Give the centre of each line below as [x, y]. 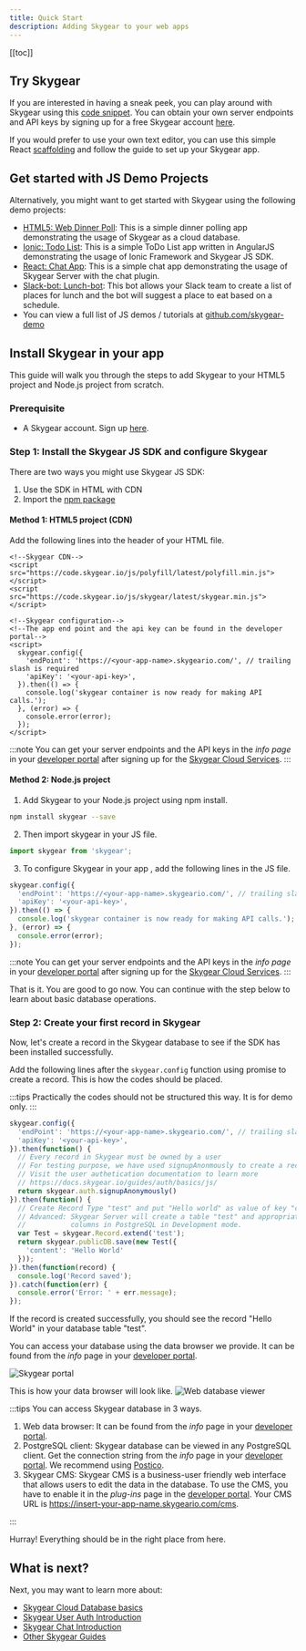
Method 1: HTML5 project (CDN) [71, 520]
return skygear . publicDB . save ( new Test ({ [97, 1242]
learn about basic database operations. [83, 998]
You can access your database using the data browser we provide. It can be [152, 1347]
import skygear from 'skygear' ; [71, 851]
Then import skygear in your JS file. [90, 834]
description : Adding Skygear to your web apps [99, 26]
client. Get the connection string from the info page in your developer [153, 1456]
